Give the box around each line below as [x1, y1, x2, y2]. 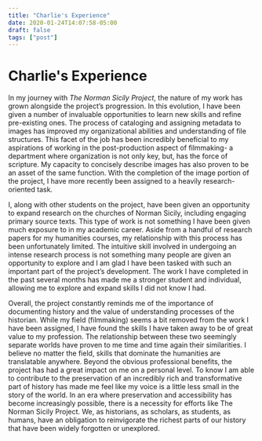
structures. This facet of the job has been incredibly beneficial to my [8, 135, 229, 144]
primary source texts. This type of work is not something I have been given [8, 217, 251, 226]
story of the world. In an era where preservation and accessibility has [8, 390, 233, 400]
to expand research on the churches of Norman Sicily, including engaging [8, 209, 247, 218]
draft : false [8, 26, 51, 34]
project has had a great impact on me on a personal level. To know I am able [8, 366, 255, 375]
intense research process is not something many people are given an [8, 250, 231, 260]
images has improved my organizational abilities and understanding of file [8, 126, 247, 136]
